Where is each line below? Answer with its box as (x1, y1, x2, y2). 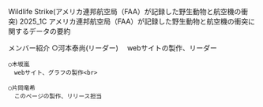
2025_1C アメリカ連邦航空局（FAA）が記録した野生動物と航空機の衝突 (19, 17, 249, 26)
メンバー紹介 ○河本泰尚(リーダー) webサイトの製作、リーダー (8, 43, 217, 53)
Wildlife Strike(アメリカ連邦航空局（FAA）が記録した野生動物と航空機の (8, 7, 242, 16)
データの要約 (28, 27, 71, 35)
